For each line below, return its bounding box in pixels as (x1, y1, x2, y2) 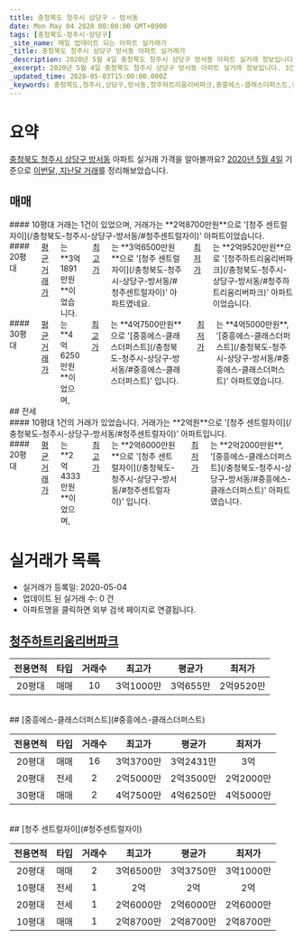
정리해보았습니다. (107, 164, 169, 176)
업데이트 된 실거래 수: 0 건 (22, 593, 115, 604)
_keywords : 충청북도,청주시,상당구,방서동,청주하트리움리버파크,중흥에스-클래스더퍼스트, (9, 80, 292, 89)
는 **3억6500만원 (111, 242, 176, 253)
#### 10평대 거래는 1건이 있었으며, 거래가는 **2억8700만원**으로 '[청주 (9, 219, 264, 230)
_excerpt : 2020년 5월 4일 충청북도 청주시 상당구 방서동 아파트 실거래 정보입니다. (9, 64, 281, 73)
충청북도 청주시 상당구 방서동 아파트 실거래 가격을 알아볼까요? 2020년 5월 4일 (9, 153, 284, 164)
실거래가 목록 (9, 550, 101, 571)
